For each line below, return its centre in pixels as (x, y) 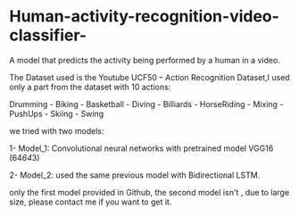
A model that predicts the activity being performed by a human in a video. (145, 60)
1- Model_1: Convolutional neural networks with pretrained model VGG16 (141, 148)
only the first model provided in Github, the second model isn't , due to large (149, 192)
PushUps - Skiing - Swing (57, 113)
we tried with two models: (57, 130)
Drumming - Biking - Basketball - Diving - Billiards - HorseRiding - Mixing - (146, 104)
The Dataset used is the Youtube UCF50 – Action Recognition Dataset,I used (149, 77)
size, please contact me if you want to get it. (91, 202)
